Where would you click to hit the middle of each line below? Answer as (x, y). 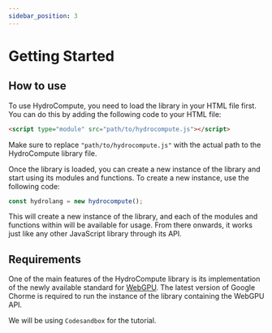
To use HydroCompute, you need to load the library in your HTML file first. (133, 106)
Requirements (45, 259)
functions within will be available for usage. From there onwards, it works (131, 225)
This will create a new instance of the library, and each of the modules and (133, 217)
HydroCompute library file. (53, 153)
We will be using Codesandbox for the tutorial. (82, 321)
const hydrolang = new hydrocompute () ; (76, 201)
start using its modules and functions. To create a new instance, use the (129, 177)
